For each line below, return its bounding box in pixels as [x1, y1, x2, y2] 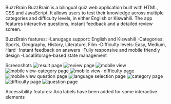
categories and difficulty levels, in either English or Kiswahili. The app [5, 15, 153, 21]
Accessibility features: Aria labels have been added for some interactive [5, 89, 158, 94]
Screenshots [5, 63, 32, 68]
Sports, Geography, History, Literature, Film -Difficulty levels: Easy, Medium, [5, 41, 166, 48]
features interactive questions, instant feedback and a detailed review [5, 20, 153, 27]
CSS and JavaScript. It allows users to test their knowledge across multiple [5, 10, 164, 16]
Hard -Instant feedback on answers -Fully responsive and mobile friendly [5, 47, 160, 53]
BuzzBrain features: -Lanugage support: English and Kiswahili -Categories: [5, 36, 164, 42]
